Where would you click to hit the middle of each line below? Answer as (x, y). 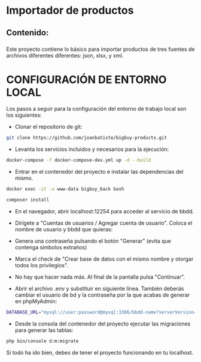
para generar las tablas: (44, 330)
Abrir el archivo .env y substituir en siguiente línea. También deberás (99, 288)
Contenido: (28, 33)
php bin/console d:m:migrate (42, 341)
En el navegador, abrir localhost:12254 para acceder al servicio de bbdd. (104, 211)
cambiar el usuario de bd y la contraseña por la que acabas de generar (102, 295)
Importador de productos (70, 10)
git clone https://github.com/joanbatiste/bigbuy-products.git (87, 138)
